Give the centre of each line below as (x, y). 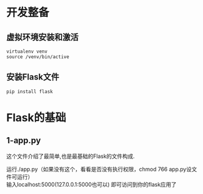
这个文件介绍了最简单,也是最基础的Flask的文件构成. (71, 156)
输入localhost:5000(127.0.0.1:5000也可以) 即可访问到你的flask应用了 (91, 184)
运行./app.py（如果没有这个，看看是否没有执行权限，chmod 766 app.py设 (99, 169)
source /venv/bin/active (38, 57)
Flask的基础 (36, 118)
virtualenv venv (27, 51)
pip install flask (30, 91)
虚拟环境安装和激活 (42, 37)
